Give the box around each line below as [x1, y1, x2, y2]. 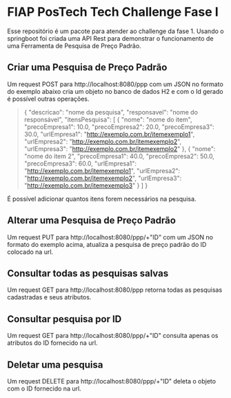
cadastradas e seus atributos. [7, 293, 92, 301]
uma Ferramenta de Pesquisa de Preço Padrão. [7, 41, 141, 50]
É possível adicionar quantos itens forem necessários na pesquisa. [7, 195, 197, 203]
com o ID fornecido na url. [7, 384, 81, 392]
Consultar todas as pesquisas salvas [7, 267, 169, 279]
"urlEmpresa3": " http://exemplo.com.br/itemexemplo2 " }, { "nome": [23, 144, 216, 152]
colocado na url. [7, 248, 54, 256]
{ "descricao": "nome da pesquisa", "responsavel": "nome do [23, 108, 199, 116]
